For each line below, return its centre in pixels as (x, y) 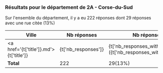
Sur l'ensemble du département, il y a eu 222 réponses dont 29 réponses (78, 18)
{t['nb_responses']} (82, 49)
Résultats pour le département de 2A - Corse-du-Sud (69, 7)
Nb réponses (82, 35)
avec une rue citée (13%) (30, 23)
